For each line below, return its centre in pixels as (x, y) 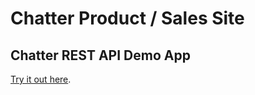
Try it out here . (41, 79)
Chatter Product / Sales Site (127, 18)
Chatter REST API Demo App (100, 55)
